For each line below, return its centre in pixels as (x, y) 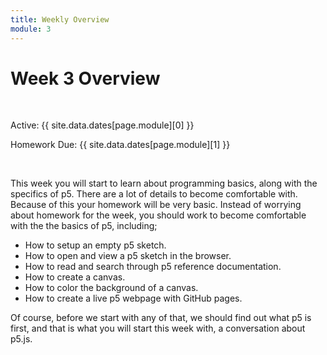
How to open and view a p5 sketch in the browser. (128, 256)
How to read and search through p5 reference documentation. (153, 267)
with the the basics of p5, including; (84, 226)
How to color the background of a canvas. (111, 288)
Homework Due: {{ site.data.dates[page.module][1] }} (120, 145)
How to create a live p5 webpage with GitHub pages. (133, 298)
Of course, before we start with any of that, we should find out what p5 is (161, 318)
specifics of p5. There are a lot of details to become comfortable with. (154, 194)
